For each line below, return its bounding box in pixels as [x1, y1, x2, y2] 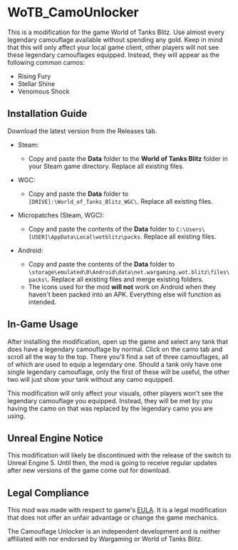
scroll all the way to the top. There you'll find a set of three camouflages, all [7, 352, 229, 360]
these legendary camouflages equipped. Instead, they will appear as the [7, 51, 219, 59]
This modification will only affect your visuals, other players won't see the [7, 389, 224, 398]
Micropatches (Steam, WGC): [17, 211, 105, 219]
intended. [28, 297, 57, 306]
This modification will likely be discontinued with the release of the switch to [7, 451, 232, 460]
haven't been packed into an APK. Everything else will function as [28, 290, 222, 299]
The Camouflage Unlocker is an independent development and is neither [7, 527, 221, 536]
